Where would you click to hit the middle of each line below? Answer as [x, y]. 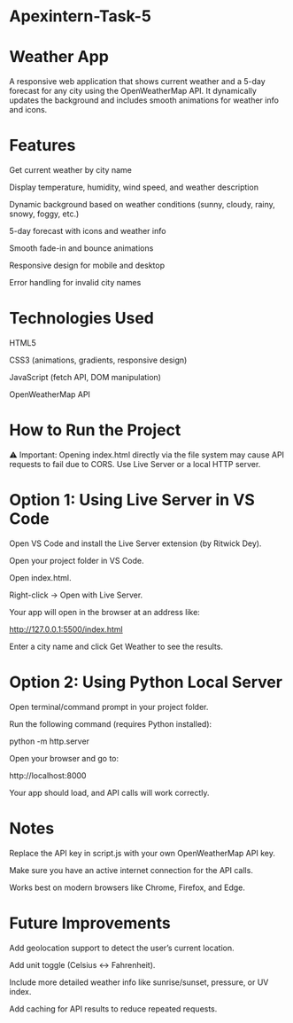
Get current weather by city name [71, 170]
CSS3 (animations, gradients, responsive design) [98, 360]
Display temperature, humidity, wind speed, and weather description [134, 187]
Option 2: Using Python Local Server [146, 682]
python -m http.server [50, 741]
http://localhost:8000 [48, 775]
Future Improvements [90, 923]
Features [42, 146]
